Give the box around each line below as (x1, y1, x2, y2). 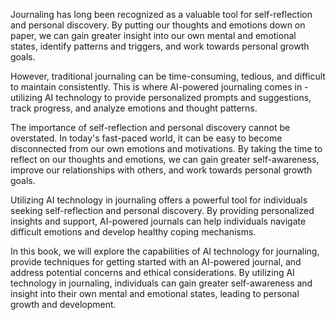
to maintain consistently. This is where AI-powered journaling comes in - (10, 81, 309, 93)
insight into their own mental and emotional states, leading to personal (10, 288, 300, 299)
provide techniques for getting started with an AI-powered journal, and (10, 256, 302, 268)
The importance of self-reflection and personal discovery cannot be (10, 122, 291, 133)
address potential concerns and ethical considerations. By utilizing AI (10, 267, 295, 278)
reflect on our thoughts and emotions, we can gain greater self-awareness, (10, 154, 320, 165)
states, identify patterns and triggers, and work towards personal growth (10, 40, 310, 52)
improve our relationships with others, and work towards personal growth (10, 164, 313, 176)
